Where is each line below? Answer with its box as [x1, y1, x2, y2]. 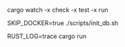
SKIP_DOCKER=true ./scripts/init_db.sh [7, 19, 119, 27]
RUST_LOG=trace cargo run [7, 32, 86, 40]
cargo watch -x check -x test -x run [7, 6, 108, 14]
